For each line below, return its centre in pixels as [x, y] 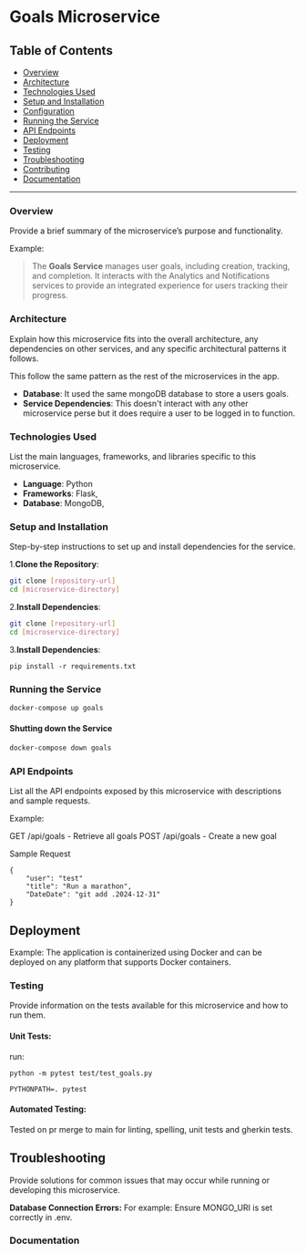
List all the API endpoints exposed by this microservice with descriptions [146, 792]
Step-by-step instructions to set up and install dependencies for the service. [153, 547]
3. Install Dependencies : [55, 649]
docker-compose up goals [56, 708]
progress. [50, 295]
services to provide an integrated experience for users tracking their [160, 285]
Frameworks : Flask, [60, 493]
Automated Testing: [48, 1109]
